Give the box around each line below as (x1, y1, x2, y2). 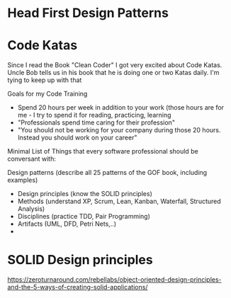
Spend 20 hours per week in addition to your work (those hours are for (17, 103, 225, 112)
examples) (7, 176, 38, 185)
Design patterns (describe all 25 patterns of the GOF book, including (7, 168, 208, 177)
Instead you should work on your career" (17, 133, 137, 142)
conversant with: (7, 154, 57, 164)
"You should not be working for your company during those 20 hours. (17, 126, 221, 134)
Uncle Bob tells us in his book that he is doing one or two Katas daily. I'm (7, 69, 220, 77)
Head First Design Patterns (7, 5, 169, 21)
